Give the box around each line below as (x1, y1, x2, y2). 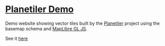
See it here (5, 35, 28, 41)
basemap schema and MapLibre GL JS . (5, 25, 88, 31)
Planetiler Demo (5, 4, 74, 15)
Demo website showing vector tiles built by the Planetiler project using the (5, 20, 160, 26)
